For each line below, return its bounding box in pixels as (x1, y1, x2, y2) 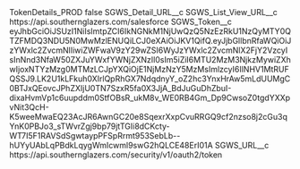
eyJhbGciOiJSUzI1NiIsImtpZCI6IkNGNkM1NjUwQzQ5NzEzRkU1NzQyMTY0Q (9, 26, 291, 37)
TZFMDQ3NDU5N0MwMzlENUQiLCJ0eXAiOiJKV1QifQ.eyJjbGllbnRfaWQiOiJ (9, 36, 292, 46)
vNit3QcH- (9, 102, 49, 113)
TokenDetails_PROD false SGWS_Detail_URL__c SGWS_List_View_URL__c (9, 7, 278, 17)
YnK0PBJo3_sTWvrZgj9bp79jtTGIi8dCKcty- (9, 121, 170, 131)
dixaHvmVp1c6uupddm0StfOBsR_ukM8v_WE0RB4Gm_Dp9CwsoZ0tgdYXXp (9, 92, 291, 103)
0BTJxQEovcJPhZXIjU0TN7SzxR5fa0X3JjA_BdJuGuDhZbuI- (9, 83, 232, 93)
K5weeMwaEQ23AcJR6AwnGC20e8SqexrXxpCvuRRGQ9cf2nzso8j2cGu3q (9, 112, 288, 122)
